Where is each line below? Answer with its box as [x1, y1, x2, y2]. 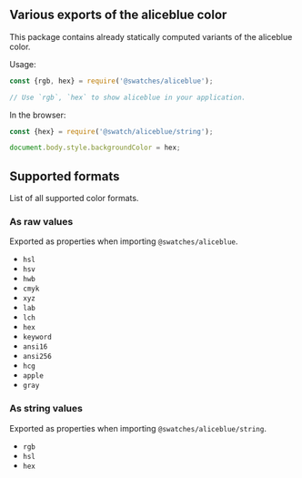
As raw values [9, 216, 74, 229]
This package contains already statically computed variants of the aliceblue [9, 31, 293, 42]
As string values [9, 402, 84, 415]
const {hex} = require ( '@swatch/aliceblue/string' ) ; [9, 127, 214, 136]
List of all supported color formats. [9, 193, 139, 204]
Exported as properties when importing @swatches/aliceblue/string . [9, 422, 267, 433]
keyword [22, 332, 52, 342]
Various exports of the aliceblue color [9, 7, 227, 23]
